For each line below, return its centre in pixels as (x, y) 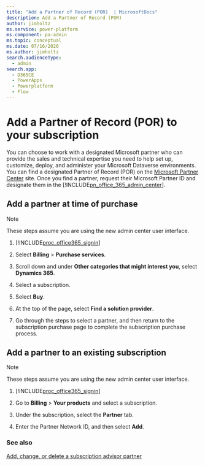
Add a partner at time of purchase (72, 204)
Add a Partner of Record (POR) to (92, 122)
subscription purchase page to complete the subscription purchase (100, 327)
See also (19, 443)
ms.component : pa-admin (37, 35)
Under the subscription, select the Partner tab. (74, 415)
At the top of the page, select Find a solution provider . (84, 308)
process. (26, 333)
